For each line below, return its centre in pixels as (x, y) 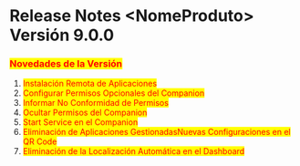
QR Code (40, 141)
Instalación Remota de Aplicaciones (90, 84)
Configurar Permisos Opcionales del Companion (114, 93)
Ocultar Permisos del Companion (85, 113)
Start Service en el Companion (80, 122)
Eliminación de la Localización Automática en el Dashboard (134, 151)
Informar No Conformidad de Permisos (95, 103)
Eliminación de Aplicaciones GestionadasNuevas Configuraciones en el (156, 132)
